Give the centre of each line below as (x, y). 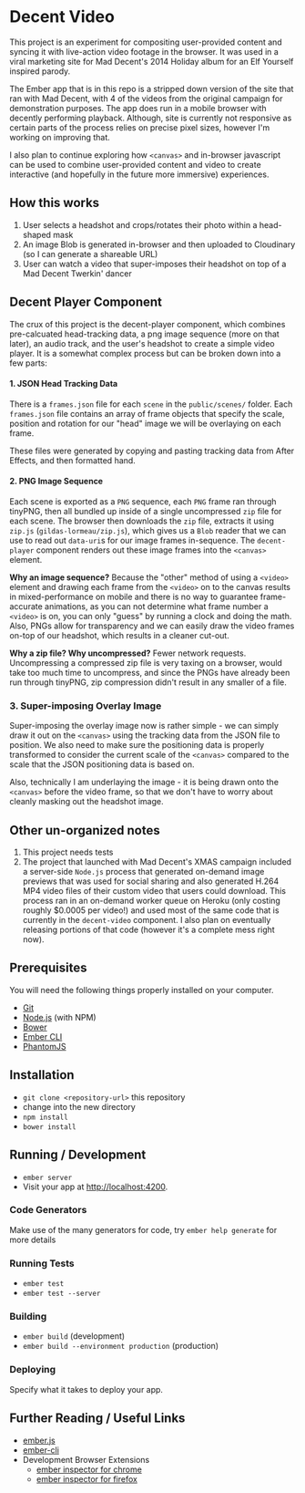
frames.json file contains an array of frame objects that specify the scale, (147, 413)
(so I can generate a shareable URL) (90, 254)
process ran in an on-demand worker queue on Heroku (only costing (151, 901)
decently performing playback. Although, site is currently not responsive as (151, 118)
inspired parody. (40, 71)
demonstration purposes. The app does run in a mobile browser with (138, 108)
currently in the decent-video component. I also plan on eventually (147, 920)
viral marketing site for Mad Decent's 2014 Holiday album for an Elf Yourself (152, 61)
